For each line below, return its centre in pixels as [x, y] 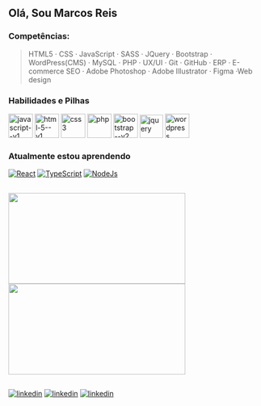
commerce [46, 71]
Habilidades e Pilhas [49, 100]
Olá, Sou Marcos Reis [63, 13]
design [40, 79]
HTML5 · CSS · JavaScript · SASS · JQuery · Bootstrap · [120, 54]
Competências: [39, 36]
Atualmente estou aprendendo [69, 156]
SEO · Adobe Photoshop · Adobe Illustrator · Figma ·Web [159, 71]
